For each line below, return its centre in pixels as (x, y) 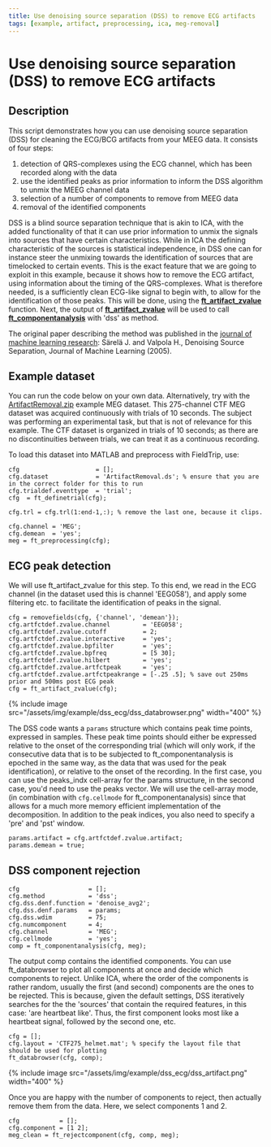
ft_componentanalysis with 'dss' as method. (84, 317)
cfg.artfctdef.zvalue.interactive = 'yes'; (90, 639)
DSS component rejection (74, 870)
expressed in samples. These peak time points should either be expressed (133, 737)
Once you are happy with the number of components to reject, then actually (135, 1097)
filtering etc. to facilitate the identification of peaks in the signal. (115, 603)
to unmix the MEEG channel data (75, 190)
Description (39, 111)
